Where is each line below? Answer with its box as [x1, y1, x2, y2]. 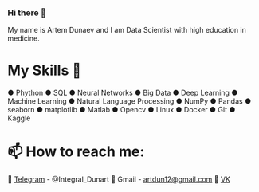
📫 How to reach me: [7, 143, 145, 161]
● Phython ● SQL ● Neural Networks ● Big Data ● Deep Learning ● [7, 88, 238, 98]
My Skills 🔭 [7, 61, 81, 80]
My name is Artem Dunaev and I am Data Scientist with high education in [7, 25, 246, 35]
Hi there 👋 [7, 7, 47, 18]
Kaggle [7, 113, 31, 123]
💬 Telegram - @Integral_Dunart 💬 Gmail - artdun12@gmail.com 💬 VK [7, 174, 230, 184]
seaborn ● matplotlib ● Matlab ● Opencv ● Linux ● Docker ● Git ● [7, 105, 236, 115]
